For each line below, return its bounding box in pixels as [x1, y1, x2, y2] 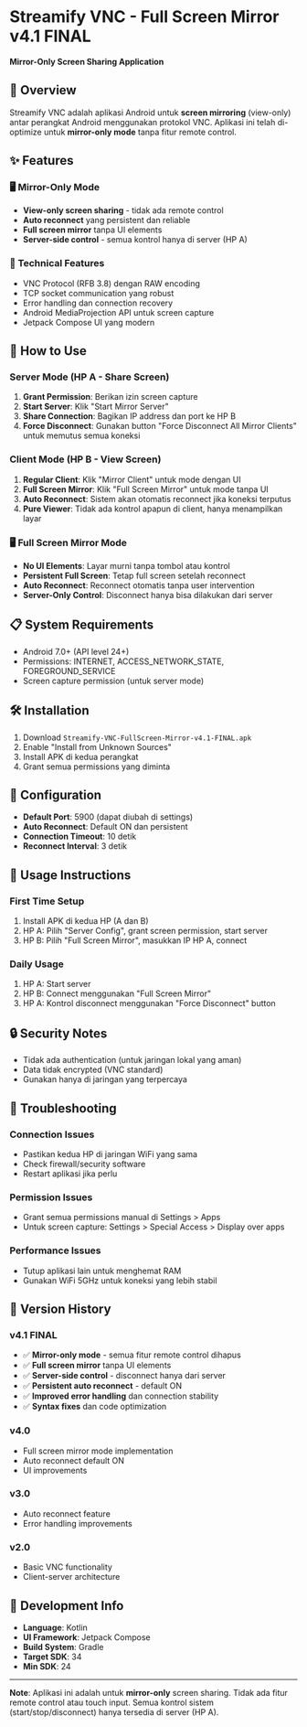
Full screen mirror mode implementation [22, 1445, 174, 1456]
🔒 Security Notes [9, 1025, 108, 1041]
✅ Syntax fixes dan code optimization [22, 1401, 167, 1412]
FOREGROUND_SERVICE [22, 665, 116, 676]
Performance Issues [9, 1244, 102, 1257]
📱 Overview [9, 82, 77, 98]
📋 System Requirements [9, 617, 153, 633]
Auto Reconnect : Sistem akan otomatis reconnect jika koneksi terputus [22, 493, 291, 504]
